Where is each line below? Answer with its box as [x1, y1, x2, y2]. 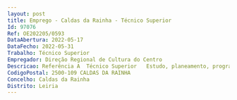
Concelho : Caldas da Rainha [7, 75, 90, 83]
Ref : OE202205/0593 [7, 30, 65, 37]
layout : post [7, 10, 46, 18]
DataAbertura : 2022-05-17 [7, 37, 83, 44]
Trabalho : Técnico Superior [7, 50, 90, 57]
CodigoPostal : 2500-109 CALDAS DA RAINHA [7, 69, 131, 76]
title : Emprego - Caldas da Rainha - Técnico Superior [7, 17, 172, 24]
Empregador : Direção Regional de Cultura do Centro [7, 56, 162, 63]
